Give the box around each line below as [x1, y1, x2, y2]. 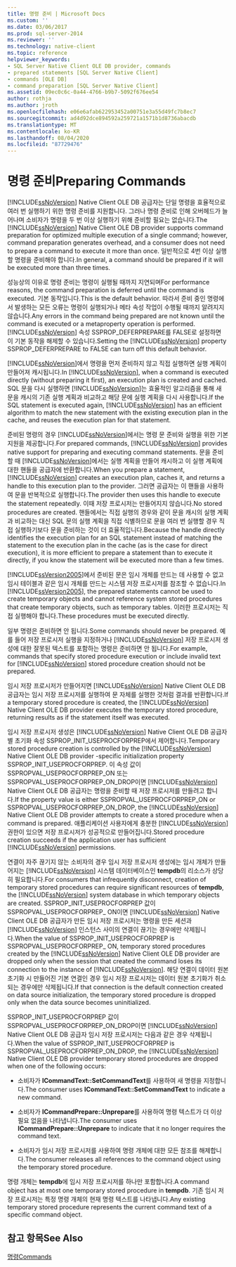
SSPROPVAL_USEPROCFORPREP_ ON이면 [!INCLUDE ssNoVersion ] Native [7, 908, 220, 916]
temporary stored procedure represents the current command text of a [7, 1203, 212, 1211]
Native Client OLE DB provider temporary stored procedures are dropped [7, 1055, 218, 1063]
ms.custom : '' [7, 17, 49, 24]
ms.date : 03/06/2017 [7, 23, 68, 30]
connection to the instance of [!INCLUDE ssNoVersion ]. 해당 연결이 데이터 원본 [7, 966, 229, 974]
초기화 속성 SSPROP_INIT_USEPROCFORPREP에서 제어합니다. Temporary [14, 736, 220, 745]
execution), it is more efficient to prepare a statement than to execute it [7, 549, 213, 557]
